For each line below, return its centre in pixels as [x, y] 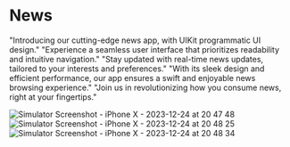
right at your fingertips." [53, 97]
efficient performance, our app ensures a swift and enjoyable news [133, 78]
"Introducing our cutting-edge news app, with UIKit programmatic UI [135, 40]
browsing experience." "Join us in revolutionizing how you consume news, [145, 87]
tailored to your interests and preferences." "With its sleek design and [137, 69]
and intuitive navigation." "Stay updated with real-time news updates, [137, 59]
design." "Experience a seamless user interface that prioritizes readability [144, 49]
